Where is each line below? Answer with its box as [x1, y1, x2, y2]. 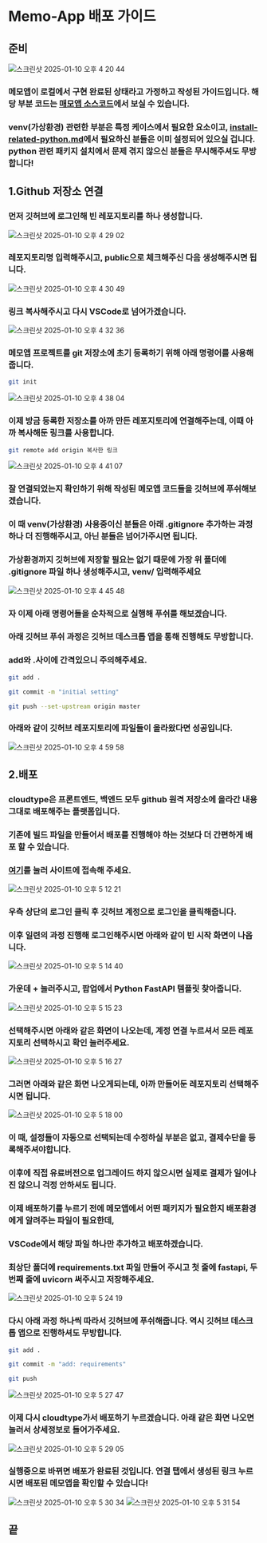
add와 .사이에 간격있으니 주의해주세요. [8, 654, 147, 666]
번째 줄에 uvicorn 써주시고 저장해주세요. [8, 1274, 155, 1285]
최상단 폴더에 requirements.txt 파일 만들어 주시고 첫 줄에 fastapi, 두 [8, 1262, 257, 1273]
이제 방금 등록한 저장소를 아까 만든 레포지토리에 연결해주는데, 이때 [8, 416, 245, 427]
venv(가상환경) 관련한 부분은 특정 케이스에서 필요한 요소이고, [8, 121, 229, 133]
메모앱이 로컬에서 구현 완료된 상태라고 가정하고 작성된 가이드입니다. [8, 86, 249, 97]
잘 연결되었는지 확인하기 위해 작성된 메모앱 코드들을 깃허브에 [8, 483, 225, 495]
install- [230, 121, 258, 133]
